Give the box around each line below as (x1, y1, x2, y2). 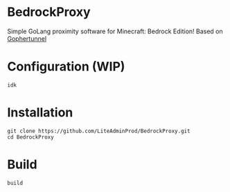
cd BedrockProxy (7, 133, 54, 141)
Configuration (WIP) (7, 59, 125, 75)
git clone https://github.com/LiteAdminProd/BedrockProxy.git (7, 128, 191, 134)
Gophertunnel (7, 34, 47, 42)
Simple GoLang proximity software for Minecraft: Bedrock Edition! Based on (7, 27, 223, 35)
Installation (7, 105, 73, 121)
